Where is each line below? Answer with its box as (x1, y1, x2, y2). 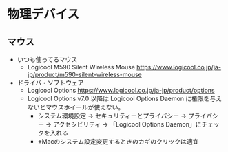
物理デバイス (7, 6, 80, 22)
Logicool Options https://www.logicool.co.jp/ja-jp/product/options (27, 87, 215, 94)
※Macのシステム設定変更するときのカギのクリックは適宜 (37, 138, 199, 145)
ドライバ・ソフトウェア (17, 78, 84, 87)
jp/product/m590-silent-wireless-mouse (27, 70, 143, 78)
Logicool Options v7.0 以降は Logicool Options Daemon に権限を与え (27, 94, 222, 102)
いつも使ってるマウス (17, 56, 78, 63)
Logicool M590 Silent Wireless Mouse (27, 63, 136, 71)
